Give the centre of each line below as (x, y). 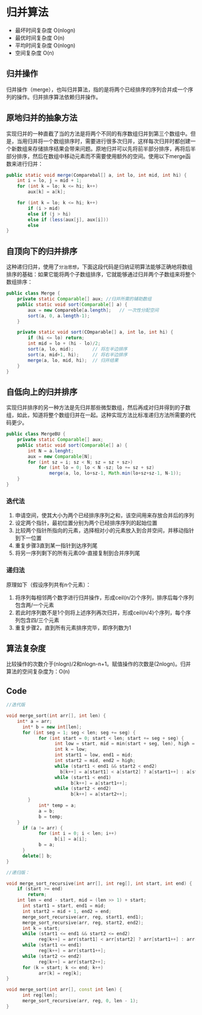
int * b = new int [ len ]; (52, 727)
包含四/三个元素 (40, 620)
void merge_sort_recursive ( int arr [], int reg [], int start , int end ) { (99, 883)
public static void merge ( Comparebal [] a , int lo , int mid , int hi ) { (96, 175)
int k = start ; (41, 928)
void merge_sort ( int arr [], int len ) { (56, 716)
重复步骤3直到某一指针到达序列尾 (56, 546)
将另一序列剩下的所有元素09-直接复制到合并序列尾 (77, 553)
